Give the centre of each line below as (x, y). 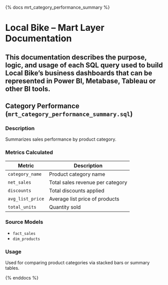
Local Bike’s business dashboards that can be (79, 73)
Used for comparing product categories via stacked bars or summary (78, 263)
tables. (12, 268)
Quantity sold (65, 207)
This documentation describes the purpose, (76, 57)
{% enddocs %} (22, 278)
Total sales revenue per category (88, 182)
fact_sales (24, 233)
